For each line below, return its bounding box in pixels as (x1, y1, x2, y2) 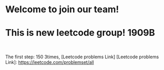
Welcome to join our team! (5, 4, 119, 15)
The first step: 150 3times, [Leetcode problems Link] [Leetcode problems (5, 54, 159, 60)
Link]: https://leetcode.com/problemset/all (5, 59, 95, 65)
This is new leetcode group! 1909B (5, 27, 155, 39)
